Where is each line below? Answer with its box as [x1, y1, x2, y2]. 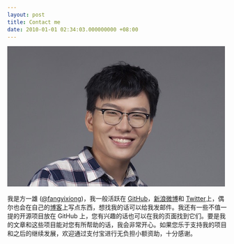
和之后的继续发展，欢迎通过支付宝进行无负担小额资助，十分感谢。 [7, 229, 196, 238]
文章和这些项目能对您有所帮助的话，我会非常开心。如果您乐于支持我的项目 [13, 220, 227, 229]
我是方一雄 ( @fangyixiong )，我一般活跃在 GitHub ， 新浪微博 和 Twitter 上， [7, 195, 218, 203]
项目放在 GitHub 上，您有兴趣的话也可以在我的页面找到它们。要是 [31, 212, 220, 220]
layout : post [7, 11, 45, 18]
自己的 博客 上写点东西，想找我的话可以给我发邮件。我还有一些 [31, 203, 209, 212]
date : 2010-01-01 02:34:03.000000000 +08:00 [7, 26, 139, 33]
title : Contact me [7, 18, 61, 26]
